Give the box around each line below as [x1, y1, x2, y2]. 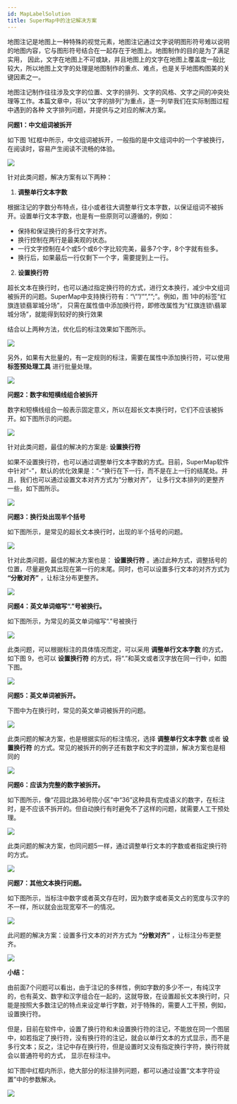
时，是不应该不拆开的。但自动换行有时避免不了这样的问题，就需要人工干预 [7, 804, 224, 812]
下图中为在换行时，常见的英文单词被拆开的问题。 [7, 706, 150, 715]
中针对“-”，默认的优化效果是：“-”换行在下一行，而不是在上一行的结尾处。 [7, 466, 222, 475]
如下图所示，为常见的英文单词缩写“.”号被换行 [7, 616, 138, 625]
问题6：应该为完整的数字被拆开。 [7, 780, 104, 789]
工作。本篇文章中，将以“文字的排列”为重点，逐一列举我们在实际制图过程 [19, 96, 229, 105]
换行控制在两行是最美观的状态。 [17, 235, 111, 244]
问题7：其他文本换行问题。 [7, 878, 86, 887]
